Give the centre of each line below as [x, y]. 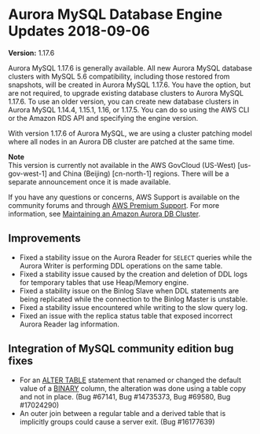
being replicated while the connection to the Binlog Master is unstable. [134, 299]
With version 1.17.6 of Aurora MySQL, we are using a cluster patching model [130, 133]
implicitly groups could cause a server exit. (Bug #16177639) [117, 421]
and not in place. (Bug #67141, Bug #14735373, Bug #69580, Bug [125, 396]
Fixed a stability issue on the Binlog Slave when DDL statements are [129, 290]
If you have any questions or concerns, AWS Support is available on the [124, 197]
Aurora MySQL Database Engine [115, 15]
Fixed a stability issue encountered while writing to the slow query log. [134, 307]
